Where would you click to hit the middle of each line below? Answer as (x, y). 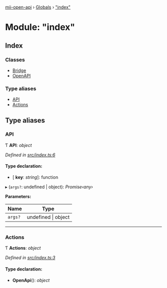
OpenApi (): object (31, 280)
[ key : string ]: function (35, 177)
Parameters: (18, 197)
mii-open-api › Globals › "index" (38, 7)
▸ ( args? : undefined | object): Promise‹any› (49, 187)
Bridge (19, 70)
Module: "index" (40, 27)
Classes (15, 60)
